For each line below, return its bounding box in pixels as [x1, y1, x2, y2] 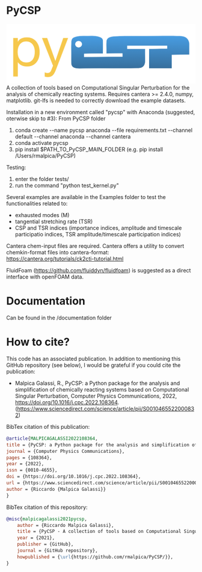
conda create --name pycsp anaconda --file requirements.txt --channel [14, 127, 193, 134]
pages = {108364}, [6, 455, 52, 461]
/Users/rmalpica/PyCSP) [14, 152, 76, 159]
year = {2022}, [6, 461, 44, 467]
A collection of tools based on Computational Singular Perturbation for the [6, 84, 190, 91]
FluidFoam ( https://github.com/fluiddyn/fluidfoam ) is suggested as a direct [6, 267, 191, 274]
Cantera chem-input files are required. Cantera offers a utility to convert [6, 242, 185, 250]
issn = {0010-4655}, [6, 467, 58, 473]
